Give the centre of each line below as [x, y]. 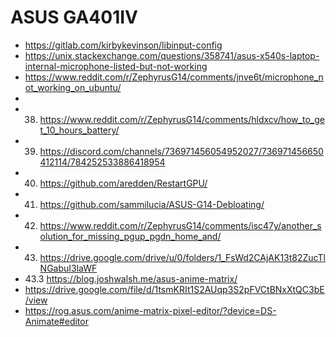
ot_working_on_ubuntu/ [73, 87]
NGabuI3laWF [68, 268]
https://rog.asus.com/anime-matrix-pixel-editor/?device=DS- [150, 310]
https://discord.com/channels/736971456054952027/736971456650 [181, 151]
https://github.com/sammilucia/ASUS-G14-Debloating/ [152, 204]
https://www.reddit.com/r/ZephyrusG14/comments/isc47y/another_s [180, 225]
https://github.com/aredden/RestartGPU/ [123, 183]
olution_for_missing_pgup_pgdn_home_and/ [130, 236]
